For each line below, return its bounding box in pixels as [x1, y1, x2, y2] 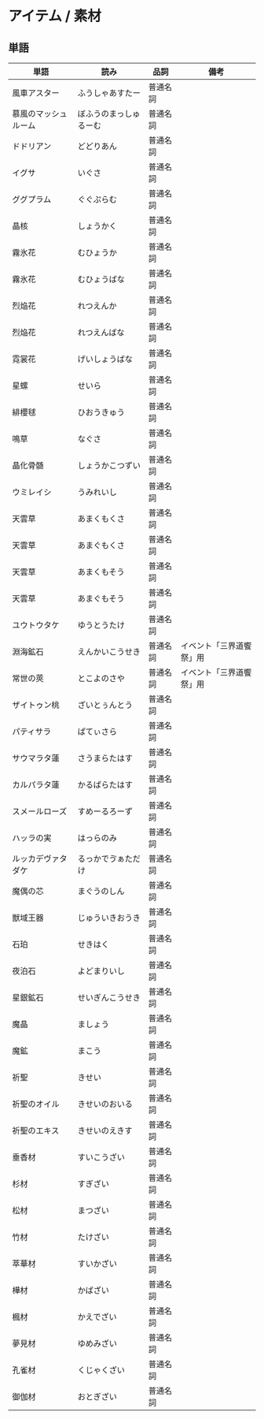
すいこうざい [77, 1152, 126, 1163]
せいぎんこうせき [77, 993, 141, 1003]
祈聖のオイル [12, 1099, 60, 1109]
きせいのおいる [77, 1099, 134, 1109]
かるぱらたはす [77, 780, 134, 790]
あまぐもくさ [77, 540, 126, 550]
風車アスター [12, 88, 60, 99]
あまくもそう [77, 567, 125, 577]
